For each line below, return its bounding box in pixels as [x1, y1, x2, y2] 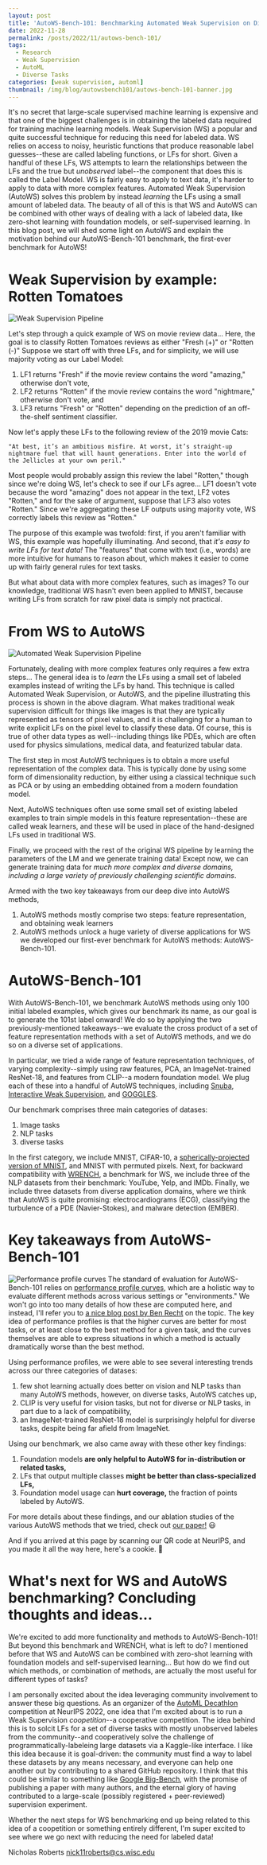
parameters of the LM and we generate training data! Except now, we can [8, 854, 249, 864]
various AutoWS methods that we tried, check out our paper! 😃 [8, 1521, 216, 1530]
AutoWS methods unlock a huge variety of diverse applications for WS [19, 927, 251, 937]
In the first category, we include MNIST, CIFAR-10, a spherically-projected [8, 1152, 250, 1162]
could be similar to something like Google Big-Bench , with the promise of [8, 1774, 248, 1784]
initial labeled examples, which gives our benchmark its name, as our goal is [8, 1007, 257, 1016]
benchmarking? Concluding [8, 1589, 196, 1607]
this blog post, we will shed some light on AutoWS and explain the [8, 226, 224, 235]
